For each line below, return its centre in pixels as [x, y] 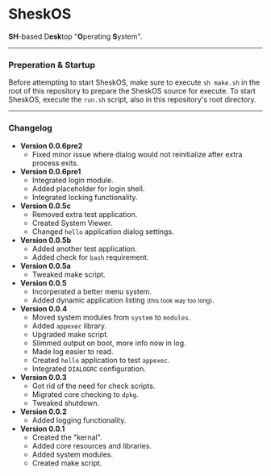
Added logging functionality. [79, 420]
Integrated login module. [73, 180]
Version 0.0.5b [46, 240]
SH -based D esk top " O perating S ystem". [75, 36]
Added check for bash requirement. [90, 257]
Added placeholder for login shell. [88, 188]
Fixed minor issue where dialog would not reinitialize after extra [137, 154]
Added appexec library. [69, 326]
